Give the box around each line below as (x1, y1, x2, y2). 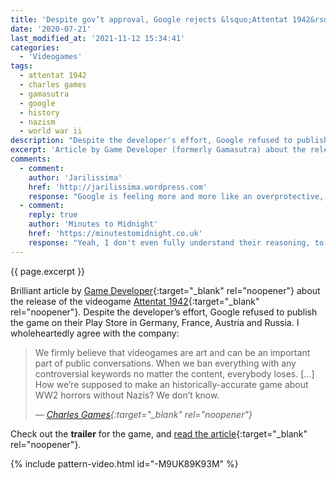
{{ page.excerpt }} (10, 265, 86, 277)
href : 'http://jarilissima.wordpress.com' (28, 182, 208, 192)
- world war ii (19, 126, 83, 136)
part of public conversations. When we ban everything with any (34, 357, 297, 369)
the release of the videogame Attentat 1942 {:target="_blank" (10, 295, 260, 307)
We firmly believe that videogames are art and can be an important (34, 346, 311, 358)
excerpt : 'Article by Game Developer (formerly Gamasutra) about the (10, 145, 307, 155)
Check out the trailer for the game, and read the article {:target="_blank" (10, 427, 308, 440)
